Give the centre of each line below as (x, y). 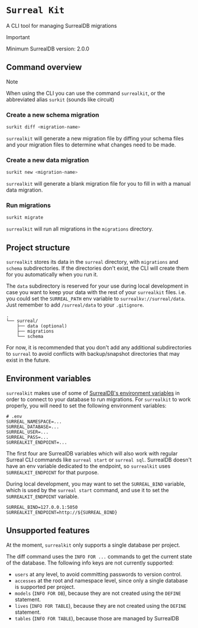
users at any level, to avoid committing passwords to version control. (98, 574)
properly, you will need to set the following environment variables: (86, 406)
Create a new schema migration (53, 114)
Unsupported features (48, 530)
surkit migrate (25, 218)
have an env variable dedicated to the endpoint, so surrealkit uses (88, 466)
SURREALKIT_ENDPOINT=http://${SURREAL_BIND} (62, 512)
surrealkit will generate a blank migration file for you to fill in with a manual (98, 184)
